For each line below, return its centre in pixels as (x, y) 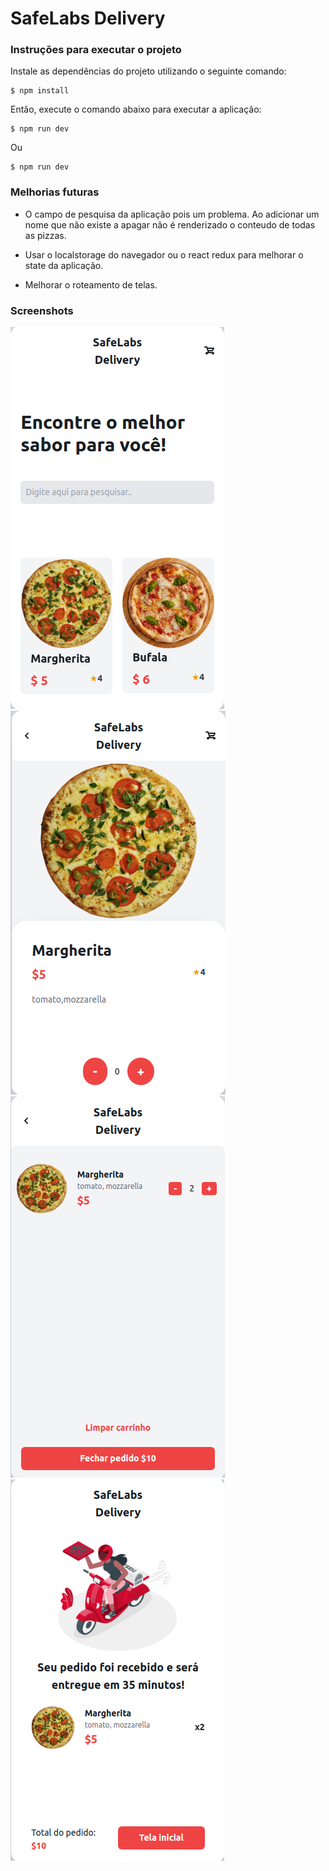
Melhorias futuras (55, 192)
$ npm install (40, 91)
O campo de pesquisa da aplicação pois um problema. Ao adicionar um (172, 214)
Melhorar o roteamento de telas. (91, 284)
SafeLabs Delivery (88, 18)
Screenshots (42, 310)
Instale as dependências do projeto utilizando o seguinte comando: (148, 71)
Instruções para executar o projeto (96, 50)
